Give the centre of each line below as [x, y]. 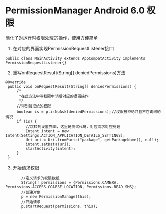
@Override [16, 82]
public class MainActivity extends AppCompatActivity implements [75, 58]
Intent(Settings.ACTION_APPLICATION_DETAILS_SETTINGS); [65, 135]
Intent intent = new [47, 131]
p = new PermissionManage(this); [56, 197]
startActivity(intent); [50, 149]
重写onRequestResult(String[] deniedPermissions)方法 [69, 72]
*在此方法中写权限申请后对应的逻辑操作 [54, 96]
